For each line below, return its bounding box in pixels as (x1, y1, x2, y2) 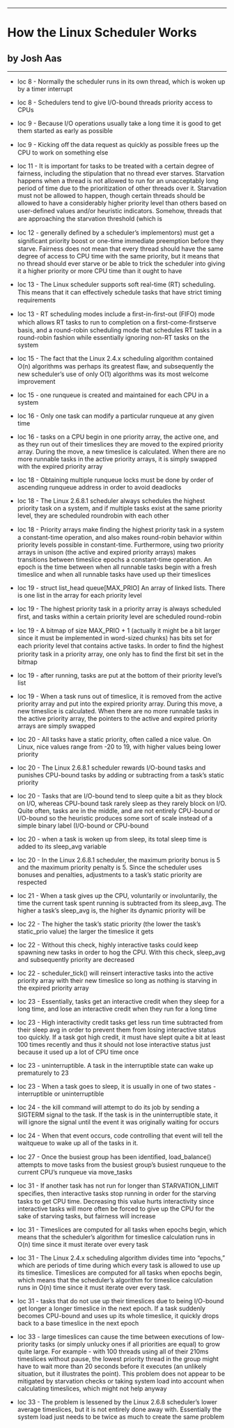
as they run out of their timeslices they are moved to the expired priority (17, 440, 224, 448)
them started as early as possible (17, 127, 114, 134)
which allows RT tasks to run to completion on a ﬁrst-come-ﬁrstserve (17, 318, 217, 326)
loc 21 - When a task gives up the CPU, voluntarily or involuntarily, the (17, 892, 218, 899)
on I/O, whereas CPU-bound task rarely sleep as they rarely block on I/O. (17, 799, 227, 807)
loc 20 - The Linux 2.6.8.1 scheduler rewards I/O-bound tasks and (17, 763, 206, 772)
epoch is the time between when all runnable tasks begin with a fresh (17, 563, 217, 571)
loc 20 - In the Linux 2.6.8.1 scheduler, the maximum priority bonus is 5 (17, 856, 221, 864)
